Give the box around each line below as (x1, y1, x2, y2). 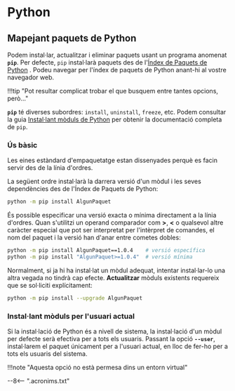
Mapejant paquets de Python (7, 32, 137, 44)
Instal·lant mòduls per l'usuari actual (7, 311, 135, 321)
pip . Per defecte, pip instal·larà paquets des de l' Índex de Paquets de (7, 58, 208, 67)
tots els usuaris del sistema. (7, 350, 88, 358)
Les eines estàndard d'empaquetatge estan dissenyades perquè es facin (7, 156, 217, 165)
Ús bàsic (7, 140, 38, 150)
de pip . (7, 123, 28, 131)
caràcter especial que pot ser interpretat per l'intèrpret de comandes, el (7, 226, 215, 234)
